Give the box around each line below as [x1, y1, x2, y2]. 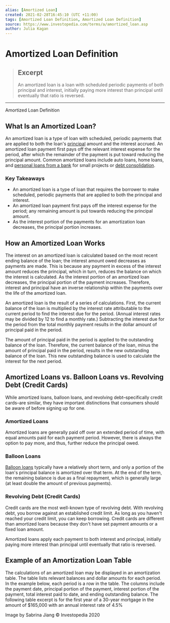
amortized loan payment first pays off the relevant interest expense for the [5, 146, 160, 152]
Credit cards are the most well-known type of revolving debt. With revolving [5, 504, 163, 510]
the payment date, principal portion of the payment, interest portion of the [5, 585, 159, 592]
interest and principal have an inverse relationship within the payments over [5, 285, 163, 291]
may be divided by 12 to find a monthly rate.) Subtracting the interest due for [5, 316, 164, 322]
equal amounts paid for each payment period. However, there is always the [5, 435, 162, 441]
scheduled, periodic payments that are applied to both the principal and [12, 192, 162, 198]
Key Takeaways [5, 175, 45, 182]
